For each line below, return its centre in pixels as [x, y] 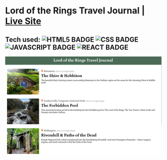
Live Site [23, 21]
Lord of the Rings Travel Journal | [75, 11]
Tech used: [23, 40]
